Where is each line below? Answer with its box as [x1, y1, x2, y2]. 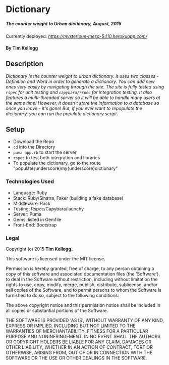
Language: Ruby [13, 190, 47, 196]
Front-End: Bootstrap [13, 221, 57, 228]
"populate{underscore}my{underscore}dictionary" [13, 165, 118, 171]
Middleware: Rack [13, 200, 51, 206]
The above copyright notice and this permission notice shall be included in [6, 302, 160, 308]
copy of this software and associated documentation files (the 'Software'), [6, 270, 160, 277]
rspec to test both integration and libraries [13, 155, 100, 161]
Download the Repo [13, 139, 54, 145]
